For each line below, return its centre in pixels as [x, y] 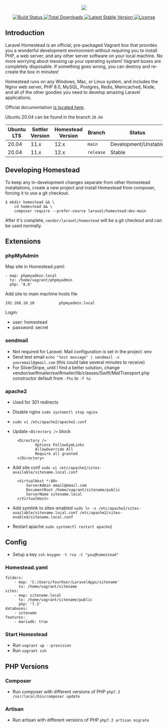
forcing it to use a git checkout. [37, 193]
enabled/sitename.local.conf [43, 517]
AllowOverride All [54, 449]
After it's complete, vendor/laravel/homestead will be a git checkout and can [84, 220]
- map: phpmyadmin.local [31, 276]
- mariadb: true [31, 622]
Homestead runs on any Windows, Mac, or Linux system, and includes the [82, 81]
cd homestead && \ [33, 206]
